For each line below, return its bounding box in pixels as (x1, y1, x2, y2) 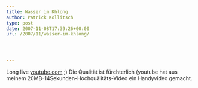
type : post (6, 20, 33, 26)
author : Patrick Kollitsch (6, 14, 74, 20)
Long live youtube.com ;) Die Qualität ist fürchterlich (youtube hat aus (6, 68, 178, 75)
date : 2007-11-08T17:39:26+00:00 (6, 25, 90, 32)
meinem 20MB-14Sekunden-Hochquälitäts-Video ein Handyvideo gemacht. (6, 75, 193, 82)
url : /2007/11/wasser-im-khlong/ (6, 31, 90, 37)
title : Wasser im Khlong (6, 8, 68, 15)
